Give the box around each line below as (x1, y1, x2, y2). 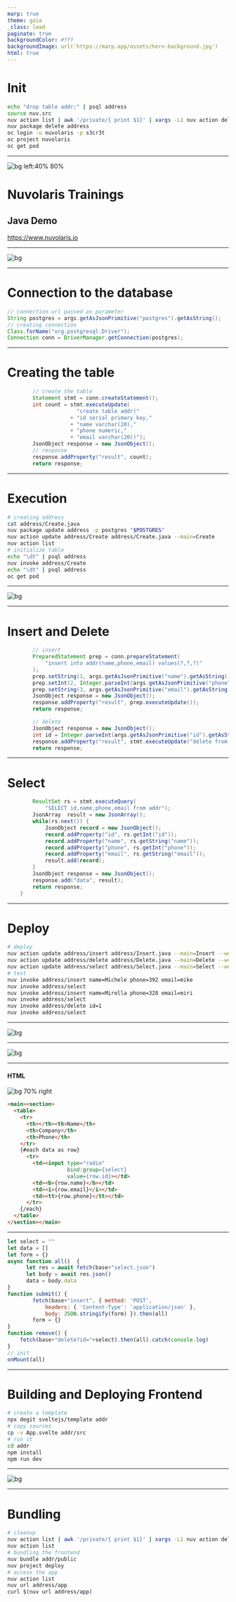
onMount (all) (7, 1356, 46, 1363)
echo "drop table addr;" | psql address (7, 103, 128, 110)
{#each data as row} (20, 1147, 80, 1154)
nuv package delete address (7, 123, 90, 130)
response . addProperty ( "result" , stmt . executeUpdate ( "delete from (32, 738, 228, 745)
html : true (7, 50, 39, 57)
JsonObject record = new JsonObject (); (44, 824, 162, 832)
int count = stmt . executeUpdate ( (32, 401, 131, 408)
